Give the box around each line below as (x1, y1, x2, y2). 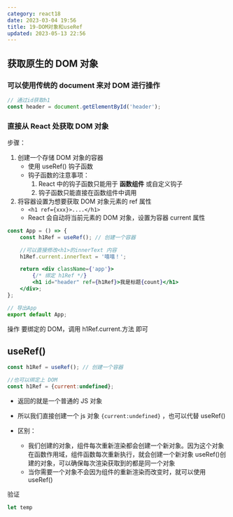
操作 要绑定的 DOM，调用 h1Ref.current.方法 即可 (7, 324, 148, 333)
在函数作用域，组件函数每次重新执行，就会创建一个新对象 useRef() (27, 450, 220, 459)
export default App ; (7, 311, 68, 318)
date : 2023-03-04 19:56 (7, 17, 77, 24)
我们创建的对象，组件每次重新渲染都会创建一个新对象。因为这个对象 (27, 441, 225, 450)
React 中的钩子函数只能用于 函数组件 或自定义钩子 (38, 180, 183, 188)
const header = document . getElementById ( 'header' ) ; (7, 103, 161, 110)
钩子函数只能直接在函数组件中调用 (38, 188, 137, 196)
